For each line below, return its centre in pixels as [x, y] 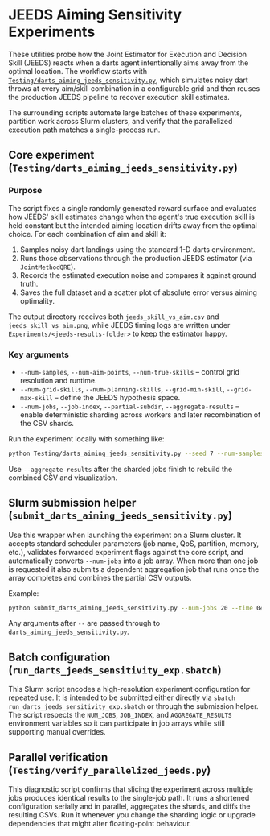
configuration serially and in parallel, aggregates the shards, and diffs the [129, 806]
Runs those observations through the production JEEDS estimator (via [136, 258]
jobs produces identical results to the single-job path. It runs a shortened [129, 798]
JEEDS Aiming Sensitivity [95, 15]
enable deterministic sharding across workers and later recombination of [140, 414]
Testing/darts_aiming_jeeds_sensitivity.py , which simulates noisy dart [129, 80]
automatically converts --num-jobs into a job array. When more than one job [133, 561]
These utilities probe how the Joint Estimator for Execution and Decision [128, 54]
